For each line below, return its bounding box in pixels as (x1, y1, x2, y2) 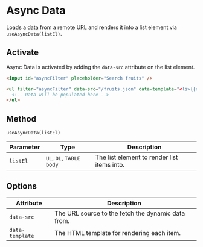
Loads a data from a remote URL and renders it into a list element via (6, 23, 177, 31)
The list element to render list (95, 153, 178, 161)
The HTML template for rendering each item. (54, 228, 181, 237)
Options (6, 181, 37, 192)
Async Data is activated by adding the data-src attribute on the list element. (6, 63, 195, 70)
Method (6, 114, 37, 124)
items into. (95, 161, 125, 169)
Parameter (9, 143, 40, 151)
